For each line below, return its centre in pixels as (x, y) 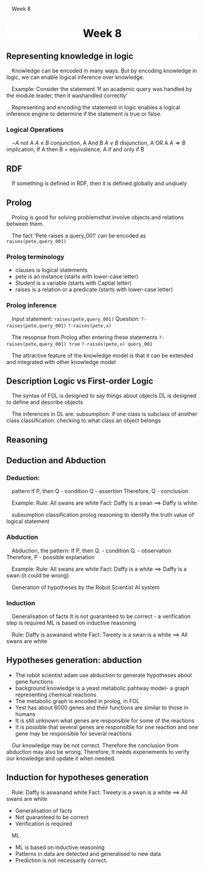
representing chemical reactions (55, 694)
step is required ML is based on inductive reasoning (71, 623)
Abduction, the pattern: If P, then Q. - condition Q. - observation (92, 550)
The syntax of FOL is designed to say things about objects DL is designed (104, 396)
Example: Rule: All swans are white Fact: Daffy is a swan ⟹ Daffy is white (104, 503)
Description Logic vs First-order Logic (80, 381)
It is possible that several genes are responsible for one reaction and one (107, 727)
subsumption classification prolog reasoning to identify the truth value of (103, 515)
